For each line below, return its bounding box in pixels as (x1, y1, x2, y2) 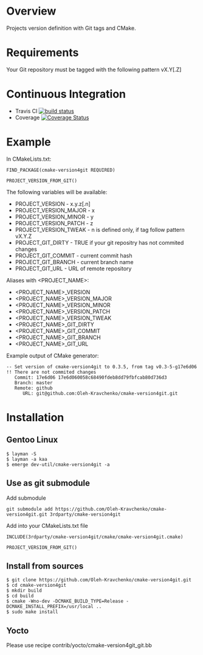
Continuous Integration (6, 87, 126, 101)
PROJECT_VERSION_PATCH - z (15, 219, 94, 226)
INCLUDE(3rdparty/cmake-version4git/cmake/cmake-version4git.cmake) (6, 534, 184, 540)
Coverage (15, 114, 40, 121)
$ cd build (6, 593, 34, 599)
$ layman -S (6, 450, 36, 457)
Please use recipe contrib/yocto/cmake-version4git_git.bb (6, 642, 152, 649)
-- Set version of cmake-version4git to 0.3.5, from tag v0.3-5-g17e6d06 (6, 363, 198, 370)
